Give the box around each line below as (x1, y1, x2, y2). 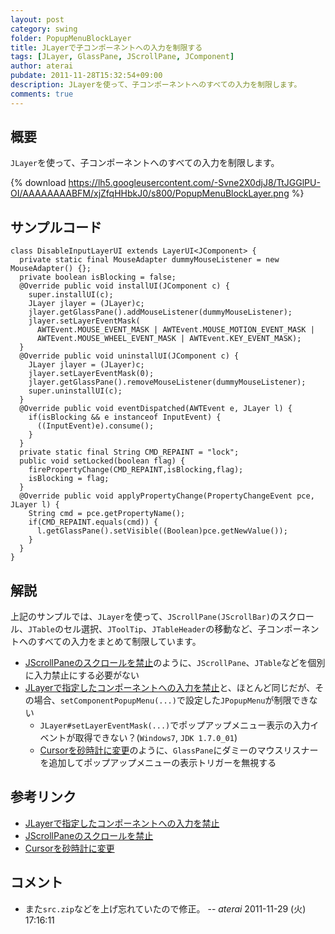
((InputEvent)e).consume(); (36, 421, 155, 431)
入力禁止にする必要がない (33, 669, 140, 681)
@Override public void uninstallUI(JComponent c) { (19, 351, 240, 361)
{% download (10, 177, 67, 189)
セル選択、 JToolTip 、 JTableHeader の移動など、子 (63, 623, 267, 635)
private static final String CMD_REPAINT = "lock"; (19, 447, 240, 458)
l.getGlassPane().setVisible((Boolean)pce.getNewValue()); (36, 526, 288, 536)
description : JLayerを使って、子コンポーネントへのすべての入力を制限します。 (10, 80, 302, 90)
